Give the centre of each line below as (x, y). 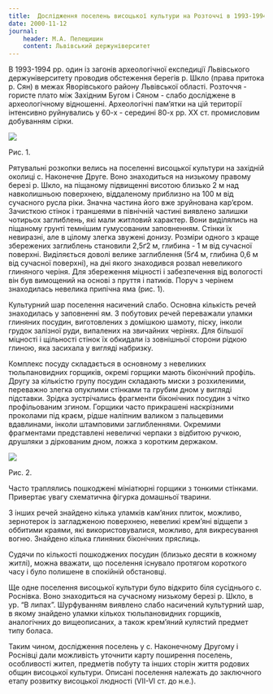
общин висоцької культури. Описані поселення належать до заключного (135, 673)
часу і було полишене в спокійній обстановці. (87, 572)
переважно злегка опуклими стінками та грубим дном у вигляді (120, 390)
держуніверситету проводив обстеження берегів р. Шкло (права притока (136, 78)
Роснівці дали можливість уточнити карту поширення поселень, (121, 655)
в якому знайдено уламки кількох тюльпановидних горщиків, (115, 613)
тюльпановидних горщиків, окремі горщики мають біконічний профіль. (132, 373)
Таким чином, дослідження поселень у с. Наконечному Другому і (123, 647)
